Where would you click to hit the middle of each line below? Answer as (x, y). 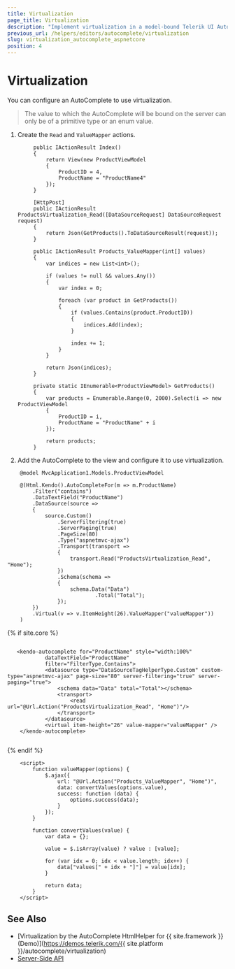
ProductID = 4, (80, 172)
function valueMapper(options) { (81, 769)
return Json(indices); (79, 368)
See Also (27, 919)
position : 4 (24, 46)
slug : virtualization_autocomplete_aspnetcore (76, 40)
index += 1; (88, 343)
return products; (71, 441)
